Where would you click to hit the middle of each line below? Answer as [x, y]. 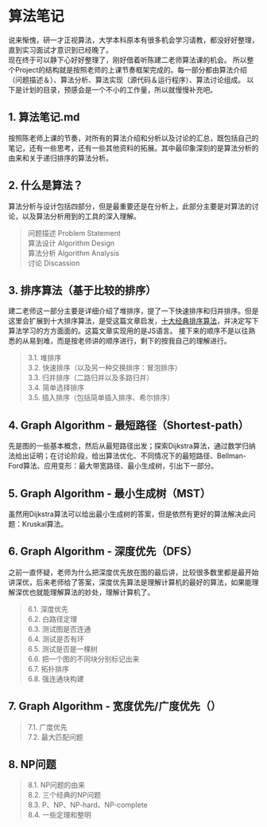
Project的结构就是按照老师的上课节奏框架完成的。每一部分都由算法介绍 [131, 69]
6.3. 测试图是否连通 [59, 629]
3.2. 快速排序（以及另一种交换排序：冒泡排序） [104, 368]
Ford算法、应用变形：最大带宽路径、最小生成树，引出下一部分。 [113, 466]
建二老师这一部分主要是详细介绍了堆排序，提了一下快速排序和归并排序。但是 [133, 311]
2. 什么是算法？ [46, 185]
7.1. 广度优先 [47, 727]
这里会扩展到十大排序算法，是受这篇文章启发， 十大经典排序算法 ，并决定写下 [133, 321]
